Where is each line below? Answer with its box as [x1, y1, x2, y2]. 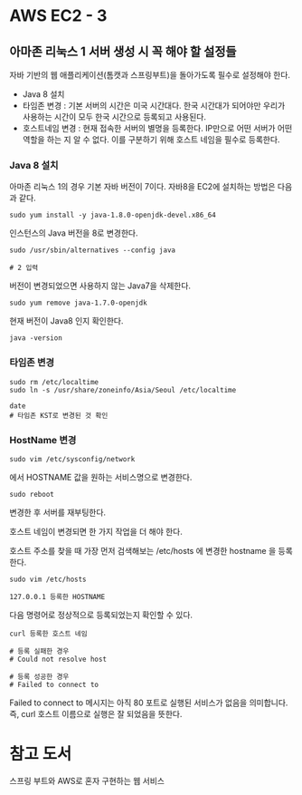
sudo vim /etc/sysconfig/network [9, 454, 136, 463]
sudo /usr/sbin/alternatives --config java [9, 246, 176, 255]
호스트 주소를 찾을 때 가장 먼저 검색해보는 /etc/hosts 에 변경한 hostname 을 [9, 545, 277, 556]
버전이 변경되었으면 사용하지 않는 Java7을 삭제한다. [9, 280, 192, 291]
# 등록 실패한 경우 [9, 646, 70, 655]
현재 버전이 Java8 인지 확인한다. [9, 315, 124, 326]
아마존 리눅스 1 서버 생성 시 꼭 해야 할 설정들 [9, 44, 237, 59]
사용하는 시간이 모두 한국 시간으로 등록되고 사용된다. [22, 111, 206, 122]
